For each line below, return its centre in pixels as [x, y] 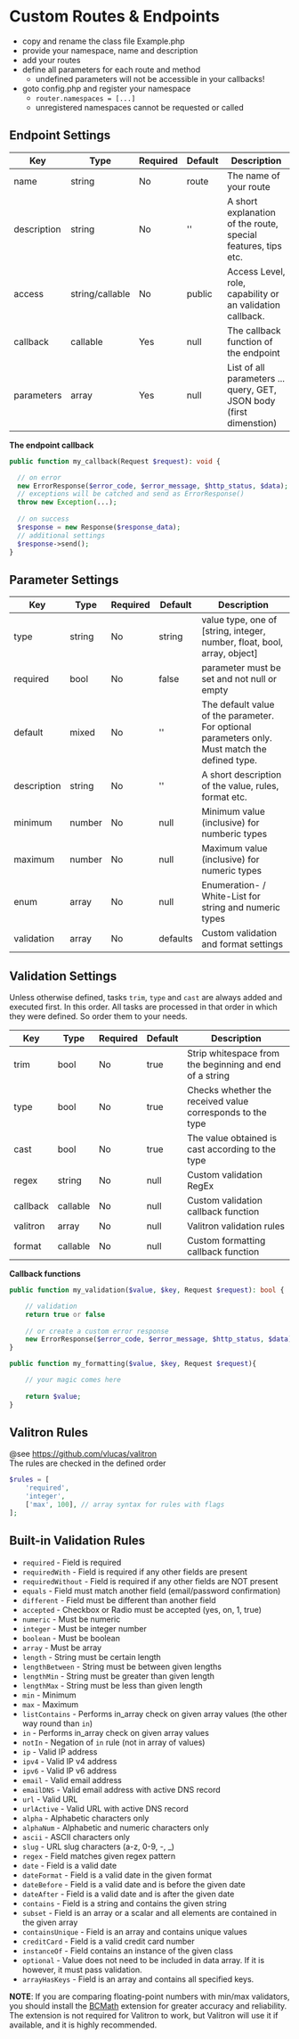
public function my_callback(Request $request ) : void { [115, 461]
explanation [251, 212]
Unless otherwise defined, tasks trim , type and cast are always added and [146, 997]
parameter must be [242, 668]
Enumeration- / [234, 885]
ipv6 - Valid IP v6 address [69, 1771]
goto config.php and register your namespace [106, 88]
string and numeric [241, 908]
